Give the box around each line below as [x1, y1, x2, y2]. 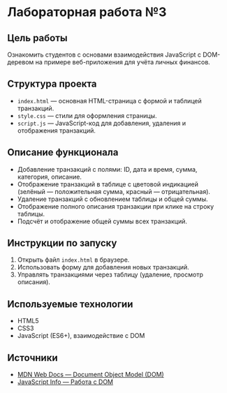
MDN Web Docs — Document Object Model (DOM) [17, 371, 164, 379]
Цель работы [7, 32, 68, 44]
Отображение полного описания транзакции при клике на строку [17, 202, 214, 210]
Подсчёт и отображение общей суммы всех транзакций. [17, 217, 187, 225]
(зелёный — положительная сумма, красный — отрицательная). [17, 187, 211, 195]
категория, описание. [17, 172, 82, 181]
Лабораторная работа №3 [7, 4, 167, 20]
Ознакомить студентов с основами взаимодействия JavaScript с [7, 50, 201, 59]
